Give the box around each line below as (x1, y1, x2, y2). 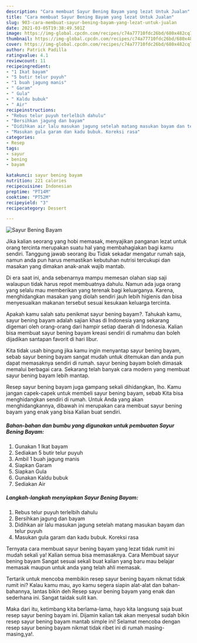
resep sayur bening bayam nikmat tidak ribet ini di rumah (6, 624, 144, 631)
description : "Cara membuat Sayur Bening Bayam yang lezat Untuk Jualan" (6, 8, 191, 15)
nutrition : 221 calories (6, 178, 67, 184)
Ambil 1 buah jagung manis (14, 455, 80, 462)
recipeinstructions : (6, 107, 57, 113)
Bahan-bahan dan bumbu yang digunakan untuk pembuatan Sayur (6, 422, 175, 429)
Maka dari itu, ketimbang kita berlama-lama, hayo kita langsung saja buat (6, 605, 183, 612)
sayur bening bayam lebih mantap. (6, 372, 90, 379)
